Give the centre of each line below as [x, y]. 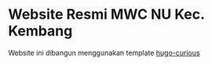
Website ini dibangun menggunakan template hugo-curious [104, 52]
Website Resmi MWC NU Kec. [106, 14]
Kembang [40, 31]
